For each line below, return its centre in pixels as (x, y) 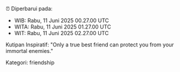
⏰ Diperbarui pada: (29, 9)
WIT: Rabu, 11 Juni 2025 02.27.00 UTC (61, 33)
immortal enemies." (29, 51)
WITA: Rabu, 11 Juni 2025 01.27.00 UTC (62, 27)
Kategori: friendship (30, 62)
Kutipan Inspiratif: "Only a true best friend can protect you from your (90, 45)
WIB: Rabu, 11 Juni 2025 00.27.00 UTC (62, 21)
